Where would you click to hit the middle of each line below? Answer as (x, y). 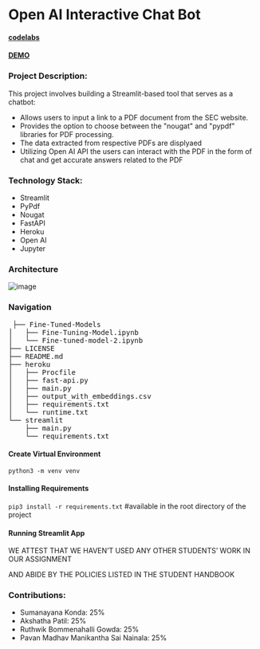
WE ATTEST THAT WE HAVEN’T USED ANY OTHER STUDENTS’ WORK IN (130, 551)
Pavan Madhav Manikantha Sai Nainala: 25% (93, 638)
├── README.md (36, 356)
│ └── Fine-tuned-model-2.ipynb (76, 340)
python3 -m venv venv (44, 471)
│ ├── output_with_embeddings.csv (80, 396)
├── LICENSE (32, 348)
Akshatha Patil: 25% (53, 621)
